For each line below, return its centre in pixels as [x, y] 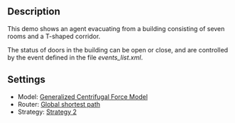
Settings [27, 80]
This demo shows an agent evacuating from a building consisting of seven [116, 28]
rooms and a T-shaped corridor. [54, 36]
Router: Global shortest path [59, 104]
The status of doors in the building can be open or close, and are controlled [118, 49]
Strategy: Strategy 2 [47, 112]
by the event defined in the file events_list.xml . [75, 57]
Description [34, 12]
